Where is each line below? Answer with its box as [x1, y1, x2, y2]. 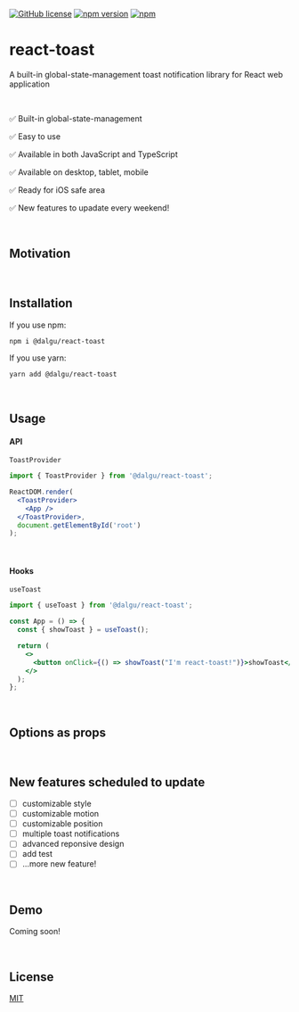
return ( [17, 642, 50, 651]
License [9, 969, 54, 984]
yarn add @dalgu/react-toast [9, 369, 117, 378]
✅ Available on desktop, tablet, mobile [9, 166, 149, 178]
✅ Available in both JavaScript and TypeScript [9, 148, 178, 160]
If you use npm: [9, 319, 67, 330]
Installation [9, 295, 73, 311]
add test [21, 849, 53, 859]
